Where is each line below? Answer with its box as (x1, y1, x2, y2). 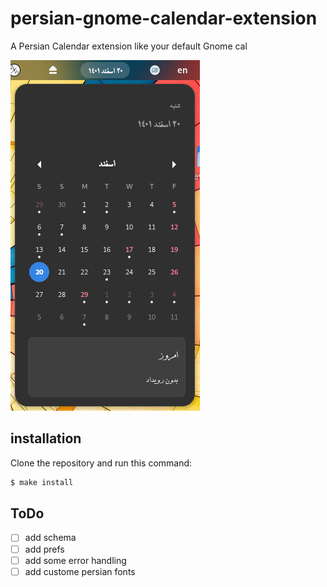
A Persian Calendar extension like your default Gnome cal (10, 40, 248, 52)
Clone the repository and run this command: (10, 457, 193, 469)
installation (10, 430, 82, 447)
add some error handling (24, 554, 127, 566)
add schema (24, 532, 77, 544)
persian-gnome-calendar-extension (10, 7, 318, 30)
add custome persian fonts (24, 565, 136, 577)
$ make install (10, 477, 74, 487)
